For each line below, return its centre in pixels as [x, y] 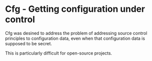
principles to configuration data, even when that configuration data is [75, 38]
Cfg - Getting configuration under [75, 9]
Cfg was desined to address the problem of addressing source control [76, 33]
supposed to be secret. [29, 43]
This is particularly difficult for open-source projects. [59, 53]
